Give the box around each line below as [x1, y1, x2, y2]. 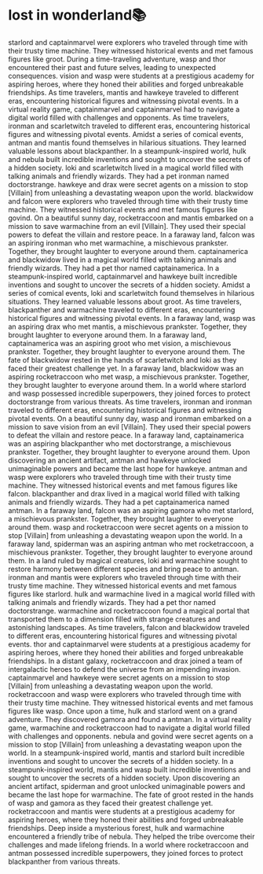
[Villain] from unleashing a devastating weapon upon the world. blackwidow [8, 188, 254, 197]
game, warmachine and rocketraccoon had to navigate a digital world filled [8, 723, 250, 732]
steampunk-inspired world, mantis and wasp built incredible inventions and [8, 765, 251, 774]
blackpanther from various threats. [8, 857, 120, 866]
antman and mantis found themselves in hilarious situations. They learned [8, 138, 247, 147]
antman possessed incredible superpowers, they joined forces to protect [8, 848, 243, 857]
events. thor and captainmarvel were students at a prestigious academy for [8, 639, 251, 649]
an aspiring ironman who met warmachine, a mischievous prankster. [8, 238, 229, 248]
